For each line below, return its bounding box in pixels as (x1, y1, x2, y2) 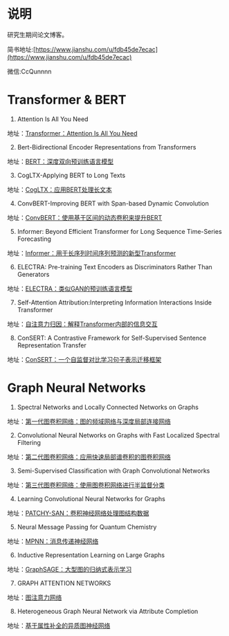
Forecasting (17, 235, 52, 243)
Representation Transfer (17, 340, 86, 349)
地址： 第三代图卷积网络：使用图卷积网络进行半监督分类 (7, 480, 165, 489)
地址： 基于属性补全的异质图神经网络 (7, 621, 111, 630)
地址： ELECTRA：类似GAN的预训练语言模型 (7, 284, 133, 293)
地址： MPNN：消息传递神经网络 (7, 537, 99, 545)
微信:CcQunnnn (7, 67, 52, 75)
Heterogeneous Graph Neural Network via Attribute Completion (17, 607, 199, 615)
